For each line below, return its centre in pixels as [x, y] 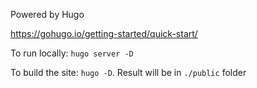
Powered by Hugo [47, 14]
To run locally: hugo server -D [72, 53]
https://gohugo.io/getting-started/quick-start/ [104, 33]
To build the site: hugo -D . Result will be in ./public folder [128, 72]
